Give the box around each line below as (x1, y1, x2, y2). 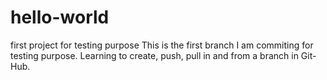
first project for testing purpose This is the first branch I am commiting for (10, 39, 314, 51)
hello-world (10, 6, 110, 29)
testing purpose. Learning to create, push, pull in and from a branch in (10, 49, 299, 61)
